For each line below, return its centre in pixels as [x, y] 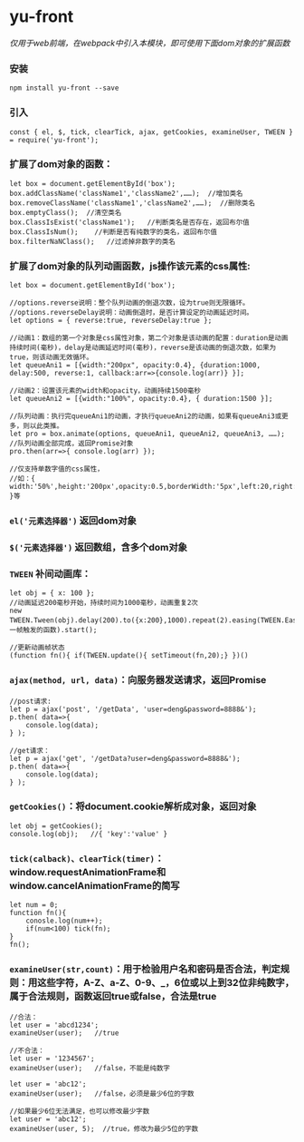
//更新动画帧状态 [37, 648]
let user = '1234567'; [52, 1059]
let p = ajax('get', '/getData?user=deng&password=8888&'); [125, 758]
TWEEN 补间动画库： [50, 573]
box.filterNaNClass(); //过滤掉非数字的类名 [93, 241]
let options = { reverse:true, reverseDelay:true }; [111, 321]
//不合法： [27, 1051]
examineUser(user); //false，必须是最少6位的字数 [102, 1094]
